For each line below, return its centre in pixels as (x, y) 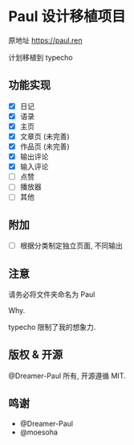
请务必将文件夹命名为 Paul (52, 295)
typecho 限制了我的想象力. (52, 328)
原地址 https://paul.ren (45, 40)
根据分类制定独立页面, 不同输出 (71, 245)
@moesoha (39, 432)
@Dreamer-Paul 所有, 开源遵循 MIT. (67, 376)
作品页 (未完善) (45, 146)
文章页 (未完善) (45, 136)
